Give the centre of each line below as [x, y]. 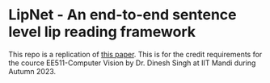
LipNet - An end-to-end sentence [122, 15]
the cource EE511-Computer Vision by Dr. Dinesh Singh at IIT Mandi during [132, 63]
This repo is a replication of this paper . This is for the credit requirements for [135, 54]
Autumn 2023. [32, 71]
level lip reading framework [102, 32]
